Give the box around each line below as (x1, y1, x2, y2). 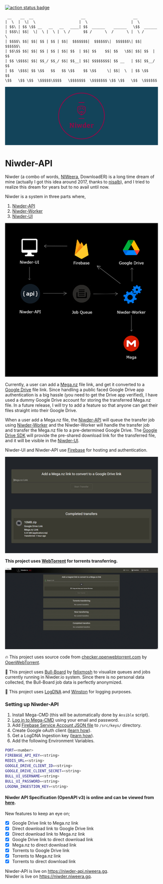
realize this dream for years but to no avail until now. (5, 184, 110, 190)
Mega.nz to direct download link (12, 842, 77, 848)
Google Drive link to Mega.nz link (12, 820, 79, 826)
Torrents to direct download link (12, 859, 76, 864)
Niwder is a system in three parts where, (5, 194, 86, 199)
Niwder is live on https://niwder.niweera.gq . (5, 873, 92, 880)
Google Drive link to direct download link (12, 836, 94, 842)
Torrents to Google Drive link (12, 847, 70, 853)
